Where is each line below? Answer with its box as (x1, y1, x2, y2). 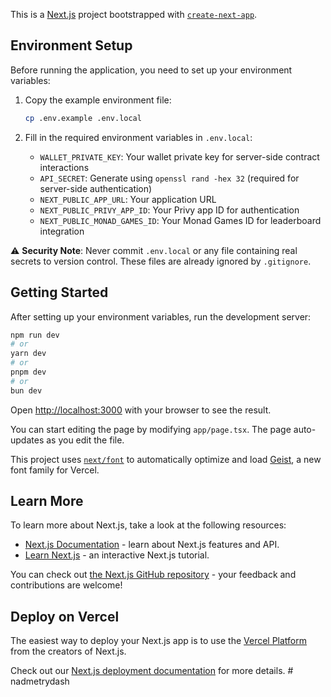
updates (10, 434, 45, 446)
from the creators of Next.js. (10, 645, 127, 658)
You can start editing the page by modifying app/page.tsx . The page (10, 423, 292, 435)
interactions (39, 161, 90, 173)
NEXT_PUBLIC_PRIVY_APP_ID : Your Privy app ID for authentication (39, 204, 300, 216)
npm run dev (10, 330, 60, 340)
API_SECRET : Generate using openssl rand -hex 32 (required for (39, 172, 300, 184)
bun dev (10, 385, 43, 396)
